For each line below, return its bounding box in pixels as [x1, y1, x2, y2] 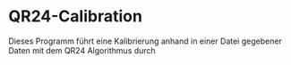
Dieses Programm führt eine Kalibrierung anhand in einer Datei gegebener [8, 36, 283, 46]
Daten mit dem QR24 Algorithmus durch [8, 45, 156, 55]
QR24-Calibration [8, 6, 142, 27]
